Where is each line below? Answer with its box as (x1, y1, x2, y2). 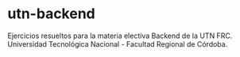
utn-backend (7, 5, 96, 23)
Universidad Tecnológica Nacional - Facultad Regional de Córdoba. (7, 39, 228, 48)
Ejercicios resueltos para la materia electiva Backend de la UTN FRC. (7, 31, 233, 40)
